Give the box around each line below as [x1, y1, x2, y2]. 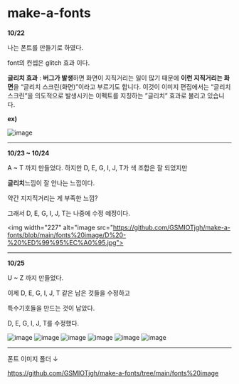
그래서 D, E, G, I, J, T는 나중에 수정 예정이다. [7, 209, 130, 217]
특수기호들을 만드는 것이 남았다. [7, 303, 95, 312]
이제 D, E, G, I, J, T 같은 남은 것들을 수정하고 [7, 289, 130, 297]
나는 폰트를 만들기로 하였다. [7, 43, 84, 51]
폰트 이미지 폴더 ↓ [7, 354, 58, 363]
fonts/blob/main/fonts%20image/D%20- [7, 230, 127, 239]
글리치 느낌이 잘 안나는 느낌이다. [7, 178, 95, 187]
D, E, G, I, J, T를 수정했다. [7, 318, 80, 327]
